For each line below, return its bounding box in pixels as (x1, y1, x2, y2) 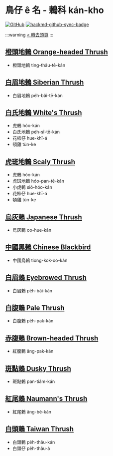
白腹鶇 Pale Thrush (5, 304, 65, 312)
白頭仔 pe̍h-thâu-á (12, 445, 50, 451)
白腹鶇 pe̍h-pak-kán (12, 318, 54, 324)
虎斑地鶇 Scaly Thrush (5, 157, 76, 166)
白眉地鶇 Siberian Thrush (5, 78, 84, 87)
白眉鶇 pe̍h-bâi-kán (12, 287, 53, 293)
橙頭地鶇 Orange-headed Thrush (5, 48, 108, 57)
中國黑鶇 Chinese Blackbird (5, 243, 91, 252)
